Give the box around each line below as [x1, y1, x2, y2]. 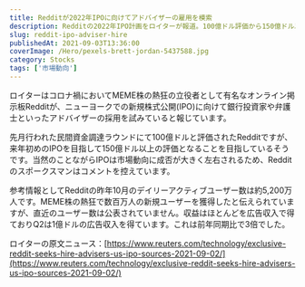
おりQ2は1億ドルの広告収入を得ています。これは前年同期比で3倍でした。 [16, 218, 290, 229]
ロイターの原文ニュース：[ [9, 237, 107, 249]
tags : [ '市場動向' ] [9, 64, 78, 73]
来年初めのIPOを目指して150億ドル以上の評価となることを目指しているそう [9, 142, 290, 154]
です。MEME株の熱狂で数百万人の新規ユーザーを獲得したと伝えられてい [16, 196, 288, 206]
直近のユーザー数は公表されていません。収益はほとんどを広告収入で [33, 207, 288, 218]
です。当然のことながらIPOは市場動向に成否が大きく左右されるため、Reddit [9, 154, 292, 165]
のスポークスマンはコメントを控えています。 [9, 165, 175, 177]
